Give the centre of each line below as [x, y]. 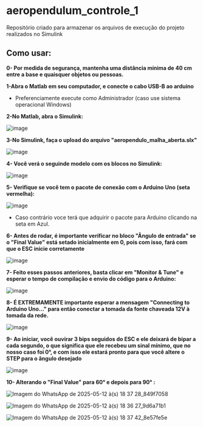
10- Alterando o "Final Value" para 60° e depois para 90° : [81, 382]
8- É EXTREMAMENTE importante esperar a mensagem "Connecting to [98, 302]
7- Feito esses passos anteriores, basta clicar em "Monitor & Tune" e [95, 272]
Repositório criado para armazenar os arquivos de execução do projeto [95, 27]
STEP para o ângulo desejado [44, 358]
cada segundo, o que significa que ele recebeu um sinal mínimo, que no [98, 345]
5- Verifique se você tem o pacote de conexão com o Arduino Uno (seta [98, 187]
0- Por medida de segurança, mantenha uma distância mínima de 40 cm [99, 68]
